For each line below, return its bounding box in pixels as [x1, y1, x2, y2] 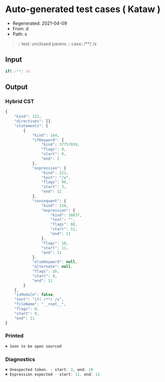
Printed [5, 332, 24, 339]
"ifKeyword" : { [32, 137, 64, 142]
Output [5, 83, 28, 91]
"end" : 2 [41, 156, 59, 161]
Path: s [12, 31, 27, 37]
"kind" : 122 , [14, 114, 42, 119]
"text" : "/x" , [41, 175, 71, 180]
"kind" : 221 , [41, 170, 69, 175]
